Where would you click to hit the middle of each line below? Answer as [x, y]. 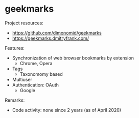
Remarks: [15, 100]
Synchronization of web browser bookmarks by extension [73, 58]
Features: [15, 48]
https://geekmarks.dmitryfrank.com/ [51, 38]
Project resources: [24, 23]
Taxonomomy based [41, 74]
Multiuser [22, 79]
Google [27, 90]
